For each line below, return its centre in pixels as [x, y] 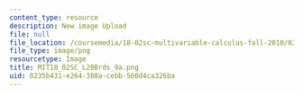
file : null [30, 34]
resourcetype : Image [48, 59]
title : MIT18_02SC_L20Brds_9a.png [74, 68]
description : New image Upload [68, 26]
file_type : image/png [50, 51]
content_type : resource [54, 17]
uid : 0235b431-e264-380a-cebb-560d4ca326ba [92, 76]
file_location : [38, 43]
